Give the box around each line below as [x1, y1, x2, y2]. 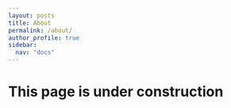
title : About [8, 19, 52, 27]
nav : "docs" [15, 48, 56, 56]
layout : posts [8, 11, 56, 20]
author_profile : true [8, 33, 80, 42]
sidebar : [8, 41, 37, 49]
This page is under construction [8, 83, 224, 101]
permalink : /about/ [8, 26, 73, 34]
